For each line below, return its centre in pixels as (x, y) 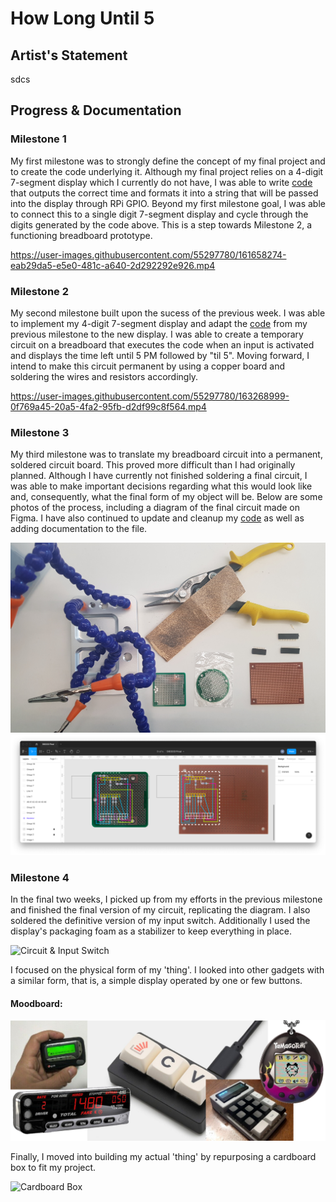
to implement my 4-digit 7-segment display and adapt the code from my (159, 323)
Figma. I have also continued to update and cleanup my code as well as (157, 518)
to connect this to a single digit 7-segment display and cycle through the (159, 214)
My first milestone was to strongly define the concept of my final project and (168, 161)
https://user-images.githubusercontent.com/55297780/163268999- (150, 396)
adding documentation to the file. (79, 529)
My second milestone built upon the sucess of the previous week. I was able (168, 313)
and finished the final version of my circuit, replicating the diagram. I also (160, 910)
